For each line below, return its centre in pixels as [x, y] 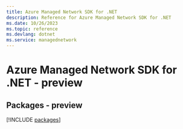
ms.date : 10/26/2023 [32, 23]
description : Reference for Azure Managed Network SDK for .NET [89, 18]
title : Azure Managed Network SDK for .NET [62, 12]
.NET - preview [44, 83]
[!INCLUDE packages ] [34, 120]
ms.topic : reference [32, 29]
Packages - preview [44, 105]
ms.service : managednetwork [42, 40]
